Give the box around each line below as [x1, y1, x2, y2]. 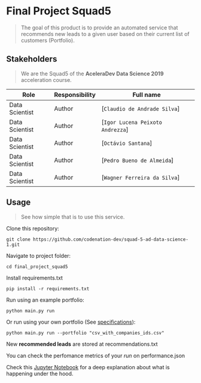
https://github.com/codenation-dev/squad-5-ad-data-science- [32, 236, 188, 242]
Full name [132, 90, 161, 99]
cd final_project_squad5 [6, 263, 68, 270]
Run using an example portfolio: [6, 296, 85, 303]
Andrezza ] [101, 125, 129, 133]
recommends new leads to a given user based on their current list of [20, 30, 190, 37]
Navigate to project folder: [6, 252, 71, 259]
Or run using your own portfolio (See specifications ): [6, 318, 136, 326]
